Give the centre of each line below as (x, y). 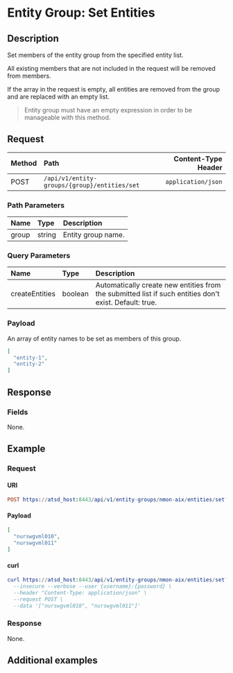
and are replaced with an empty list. (58, 96)
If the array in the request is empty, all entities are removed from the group (114, 89)
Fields (18, 412)
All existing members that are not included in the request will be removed (112, 68)
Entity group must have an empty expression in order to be (108, 110)
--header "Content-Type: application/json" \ (80, 593)
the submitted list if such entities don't (157, 294)
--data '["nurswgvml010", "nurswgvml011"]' (77, 606)
